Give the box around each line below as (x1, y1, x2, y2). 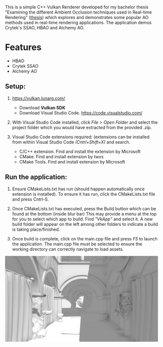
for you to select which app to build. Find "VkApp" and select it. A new (12, 216, 153, 222)
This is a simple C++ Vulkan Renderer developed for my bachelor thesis (5, 4, 149, 10)
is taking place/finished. (12, 226, 60, 232)
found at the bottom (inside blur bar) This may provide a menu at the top (12, 211, 157, 217)
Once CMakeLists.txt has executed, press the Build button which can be (12, 205, 156, 211)
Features (5, 42, 42, 53)
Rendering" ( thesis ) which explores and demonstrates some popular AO (5, 15, 149, 20)
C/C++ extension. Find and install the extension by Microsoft (19, 148, 141, 154)
